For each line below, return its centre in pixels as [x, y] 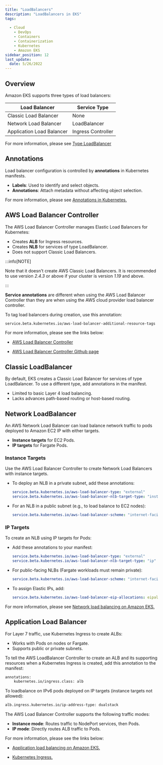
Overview [20, 84]
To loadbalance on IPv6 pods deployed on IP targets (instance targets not [79, 691]
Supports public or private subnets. [47, 648]
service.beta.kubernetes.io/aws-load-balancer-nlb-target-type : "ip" [84, 561]
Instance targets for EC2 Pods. [44, 440]
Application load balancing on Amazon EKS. [56, 748]
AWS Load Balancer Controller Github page [55, 352]
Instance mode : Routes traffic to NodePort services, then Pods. [76, 724]
